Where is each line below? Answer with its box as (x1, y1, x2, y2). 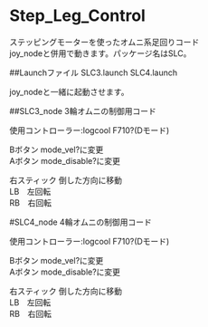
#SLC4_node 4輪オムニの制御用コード (9, 216, 152, 227)
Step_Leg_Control (9, 5, 147, 26)
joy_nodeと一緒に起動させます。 (9, 86, 129, 97)
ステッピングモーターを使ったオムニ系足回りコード (9, 36, 200, 47)
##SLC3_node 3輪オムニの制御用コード (9, 105, 156, 116)
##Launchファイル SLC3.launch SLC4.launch (9, 67, 178, 78)
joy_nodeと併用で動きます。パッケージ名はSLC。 (9, 47, 192, 59)
